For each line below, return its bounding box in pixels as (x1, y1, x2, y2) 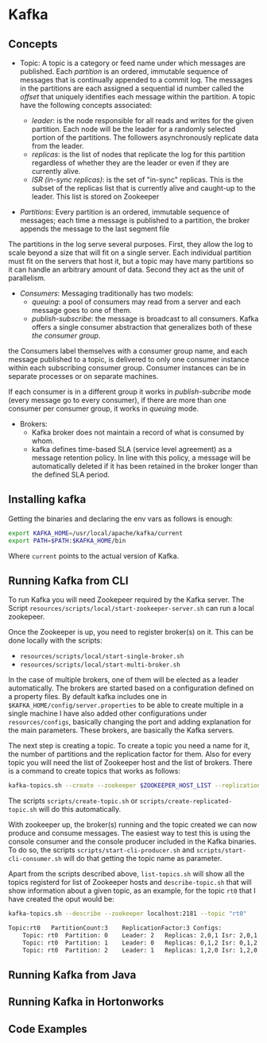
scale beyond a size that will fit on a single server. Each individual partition (8, 248, 252, 257)
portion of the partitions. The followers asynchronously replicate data (31, 133, 259, 142)
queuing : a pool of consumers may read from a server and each (31, 297, 241, 307)
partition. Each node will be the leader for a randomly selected (31, 125, 236, 133)
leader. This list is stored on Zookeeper (31, 192, 160, 201)
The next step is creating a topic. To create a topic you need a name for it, (8, 741, 250, 751)
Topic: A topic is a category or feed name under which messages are (19, 58, 246, 68)
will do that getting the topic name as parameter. (63, 854, 222, 863)
